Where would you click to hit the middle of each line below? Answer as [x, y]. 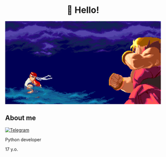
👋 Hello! [83, 10]
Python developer [23, 139]
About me [21, 118]
